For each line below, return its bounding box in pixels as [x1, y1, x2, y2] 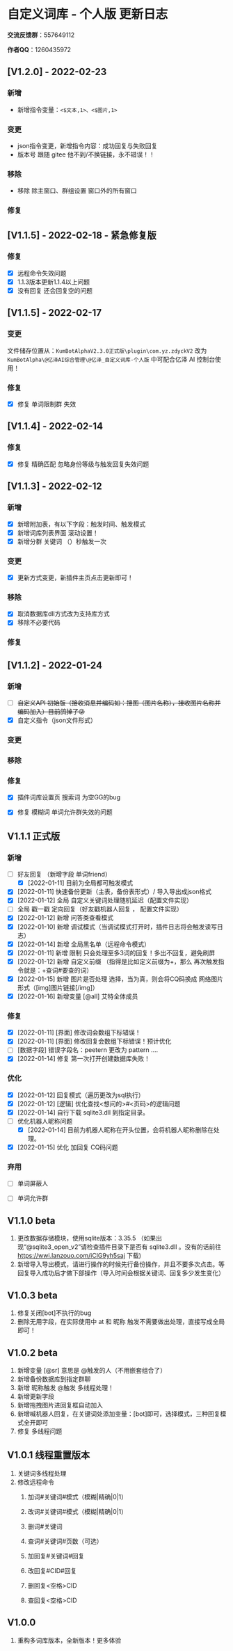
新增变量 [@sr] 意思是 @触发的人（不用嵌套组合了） [17, 1366, 167, 1374]
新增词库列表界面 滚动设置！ [17, 528, 99, 536]
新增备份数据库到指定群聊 [17, 1375, 91, 1383]
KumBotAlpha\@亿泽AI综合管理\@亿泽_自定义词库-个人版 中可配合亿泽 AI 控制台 [7, 355, 216, 363]
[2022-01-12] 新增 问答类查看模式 [17, 914, 113, 922]
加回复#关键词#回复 [27, 1552, 85, 1560]
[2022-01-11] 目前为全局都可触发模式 [27, 879, 134, 887]
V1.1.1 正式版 [7, 830, 61, 842]
